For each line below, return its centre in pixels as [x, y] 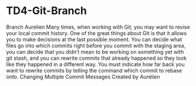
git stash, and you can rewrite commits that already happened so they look [96, 58]
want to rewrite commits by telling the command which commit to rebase [94, 70]
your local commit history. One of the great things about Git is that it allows [96, 33]
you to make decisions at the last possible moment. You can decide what [94, 39]
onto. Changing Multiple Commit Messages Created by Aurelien [83, 77]
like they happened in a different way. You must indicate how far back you [95, 64]
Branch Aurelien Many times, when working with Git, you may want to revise [98, 27]
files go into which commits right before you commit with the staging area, [96, 46]
